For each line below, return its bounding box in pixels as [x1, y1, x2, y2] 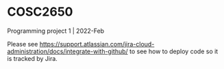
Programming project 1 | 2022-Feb [7, 27, 105, 35]
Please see [7, 40, 38, 48]
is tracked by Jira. [7, 54, 58, 62]
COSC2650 [7, 4, 73, 20]
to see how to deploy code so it [129, 47, 219, 55]
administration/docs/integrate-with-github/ [7, 47, 128, 55]
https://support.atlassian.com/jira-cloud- [39, 40, 155, 48]
